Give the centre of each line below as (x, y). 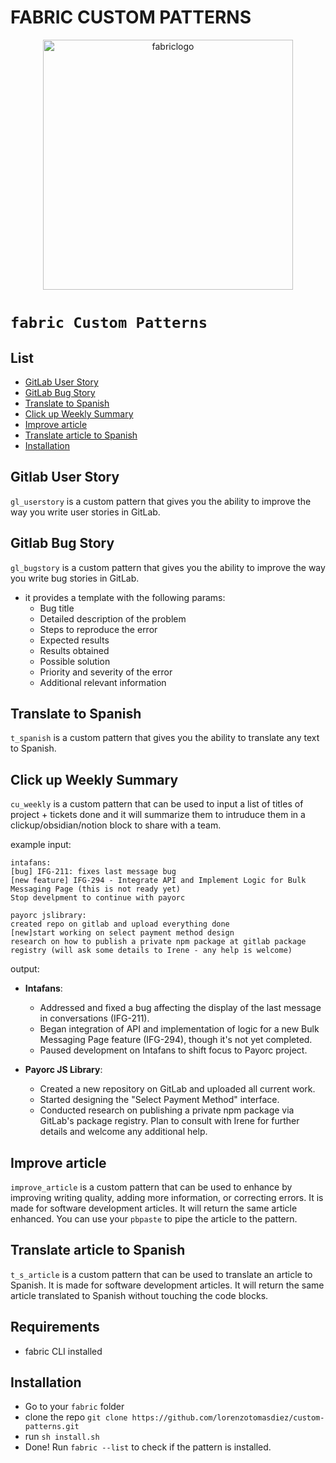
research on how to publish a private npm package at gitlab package (158, 942)
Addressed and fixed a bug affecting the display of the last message (180, 1008)
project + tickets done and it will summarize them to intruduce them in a (158, 815)
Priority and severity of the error (106, 672)
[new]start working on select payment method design (122, 933)
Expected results (74, 640)
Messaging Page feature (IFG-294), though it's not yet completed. (176, 1040)
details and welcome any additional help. (123, 1132)
